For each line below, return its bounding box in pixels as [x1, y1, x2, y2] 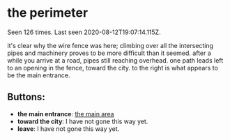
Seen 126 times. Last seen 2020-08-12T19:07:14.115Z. [7, 28, 162, 36]
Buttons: [7, 91, 45, 103]
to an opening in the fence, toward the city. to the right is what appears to [7, 63, 218, 72]
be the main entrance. [7, 71, 70, 79]
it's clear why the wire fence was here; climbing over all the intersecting [7, 41, 214, 49]
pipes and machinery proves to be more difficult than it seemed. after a [7, 49, 211, 57]
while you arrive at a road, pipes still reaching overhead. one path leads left [7, 56, 224, 64]
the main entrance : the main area [17, 109, 114, 118]
